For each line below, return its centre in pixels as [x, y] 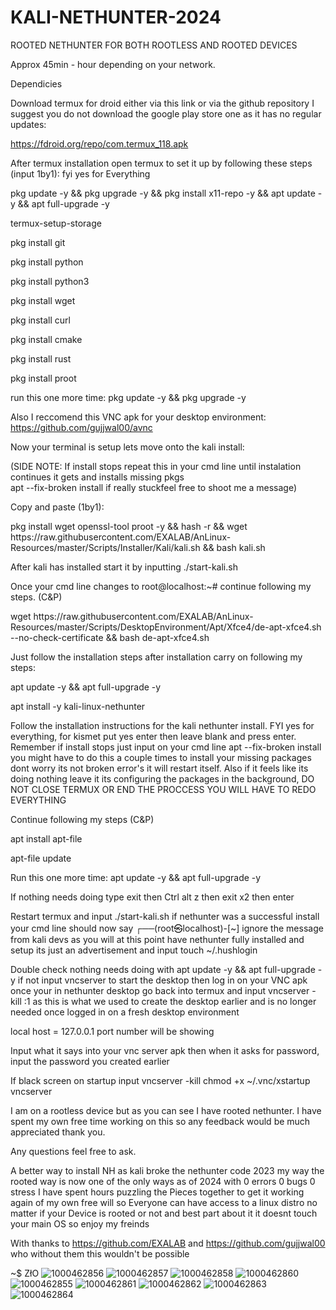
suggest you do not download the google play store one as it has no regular [166, 113]
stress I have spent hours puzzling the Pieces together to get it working [157, 1192]
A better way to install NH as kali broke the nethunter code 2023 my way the [167, 1170]
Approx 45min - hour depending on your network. [113, 64]
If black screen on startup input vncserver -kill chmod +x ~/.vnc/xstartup [160, 1080]
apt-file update [41, 858]
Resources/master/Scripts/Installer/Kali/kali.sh [105, 547]
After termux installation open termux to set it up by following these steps [161, 163]
